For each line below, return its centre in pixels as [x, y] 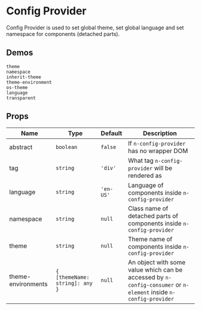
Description [160, 133]
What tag [141, 160]
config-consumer [151, 285]
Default [112, 133]
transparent [21, 98]
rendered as [145, 175]
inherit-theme [24, 77]
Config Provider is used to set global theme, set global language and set [95, 28]
